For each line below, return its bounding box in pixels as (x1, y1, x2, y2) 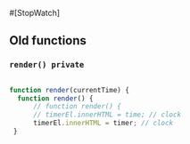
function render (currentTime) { (9, 85, 129, 94)
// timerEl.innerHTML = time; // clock (32, 110, 181, 119)
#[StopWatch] (9, 8, 61, 18)
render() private (9, 60, 85, 70)
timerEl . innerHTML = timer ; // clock (32, 119, 174, 128)
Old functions (9, 33, 87, 48)
